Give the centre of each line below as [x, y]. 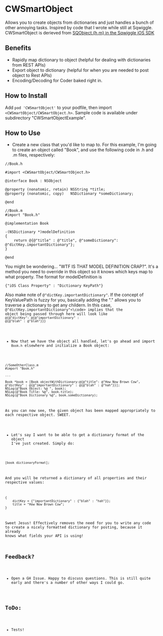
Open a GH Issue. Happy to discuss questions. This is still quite [81, 579]
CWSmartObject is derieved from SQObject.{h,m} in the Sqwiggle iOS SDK [80, 33]
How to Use [23, 133]
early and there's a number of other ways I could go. [68, 583]
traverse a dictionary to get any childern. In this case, [58, 305]
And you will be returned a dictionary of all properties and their [76, 478]
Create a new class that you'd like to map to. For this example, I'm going [84, 145]
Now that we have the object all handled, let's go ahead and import [83, 341]
